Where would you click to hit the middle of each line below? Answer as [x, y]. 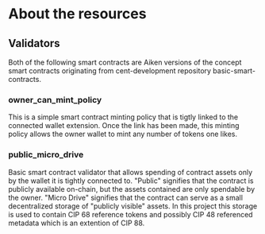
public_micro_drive [46, 154]
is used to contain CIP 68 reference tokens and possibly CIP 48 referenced [131, 214]
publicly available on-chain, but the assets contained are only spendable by [132, 189]
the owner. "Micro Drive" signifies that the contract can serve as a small [126, 197]
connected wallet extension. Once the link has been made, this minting [124, 126]
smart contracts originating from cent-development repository [110, 71]
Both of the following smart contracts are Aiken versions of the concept [125, 62]
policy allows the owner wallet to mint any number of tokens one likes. [123, 134]
